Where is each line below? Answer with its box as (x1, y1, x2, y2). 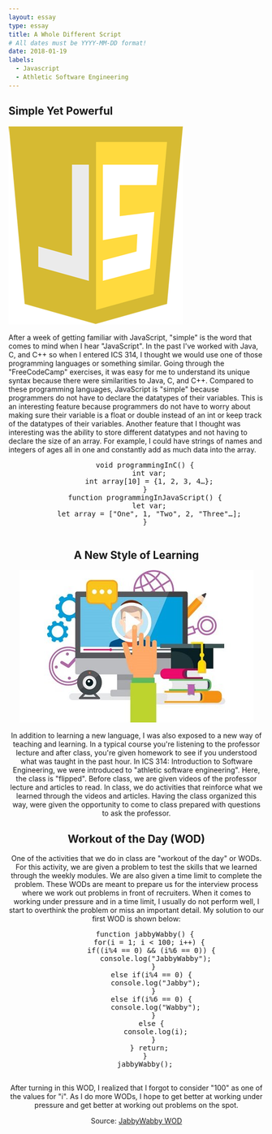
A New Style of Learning (73, 548, 200, 562)
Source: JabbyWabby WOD (90, 1116, 183, 1126)
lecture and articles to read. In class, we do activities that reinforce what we (10, 782, 263, 792)
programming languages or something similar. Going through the (8, 358, 225, 368)
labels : (8, 56, 35, 64)
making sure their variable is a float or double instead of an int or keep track (8, 410, 262, 420)
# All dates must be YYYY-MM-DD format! (8, 39, 148, 47)
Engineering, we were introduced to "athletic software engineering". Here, (12, 765, 261, 775)
